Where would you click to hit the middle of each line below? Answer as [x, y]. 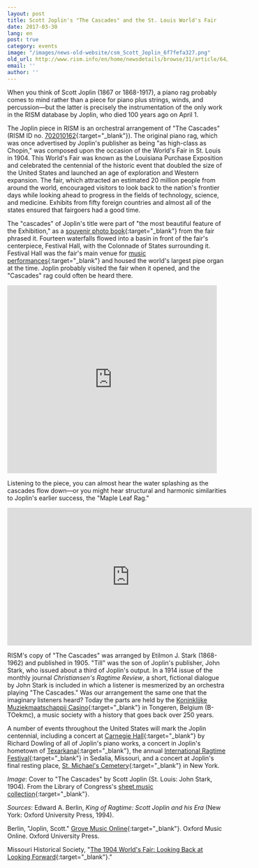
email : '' [22, 66]
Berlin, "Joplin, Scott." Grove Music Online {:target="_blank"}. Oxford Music [114, 828]
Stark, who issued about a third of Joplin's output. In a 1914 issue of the [110, 670]
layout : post [26, 14]
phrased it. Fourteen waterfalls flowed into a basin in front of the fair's [108, 238]
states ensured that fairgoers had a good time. [74, 210]
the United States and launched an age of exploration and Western [103, 173]
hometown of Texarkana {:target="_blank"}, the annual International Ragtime [116, 750]
